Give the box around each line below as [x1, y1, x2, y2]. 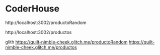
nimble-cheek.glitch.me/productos [5, 44, 77, 50]
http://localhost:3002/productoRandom [5, 19, 87, 25]
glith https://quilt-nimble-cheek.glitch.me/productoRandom [5, 38, 128, 45]
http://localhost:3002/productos [5, 29, 72, 35]
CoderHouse [5, 3, 59, 14]
